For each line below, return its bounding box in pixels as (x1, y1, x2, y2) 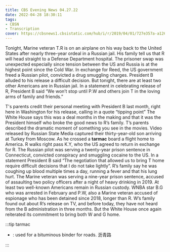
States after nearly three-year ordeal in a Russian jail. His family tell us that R (5, 50, 165, 56)
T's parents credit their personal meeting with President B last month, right (5, 104, 161, 109)
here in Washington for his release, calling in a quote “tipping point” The (5, 109, 155, 115)
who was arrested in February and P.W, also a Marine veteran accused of (5, 190, 158, 196)
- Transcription (5, 26, 39, 31)
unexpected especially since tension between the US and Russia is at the (5, 61, 158, 67)
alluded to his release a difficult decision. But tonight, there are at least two (5, 77, 161, 83)
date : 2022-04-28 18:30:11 (5, 12, 62, 17)
